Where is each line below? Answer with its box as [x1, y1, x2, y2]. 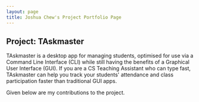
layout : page [6, 8, 39, 15]
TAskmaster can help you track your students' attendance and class [6, 71, 174, 78]
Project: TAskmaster [6, 36, 84, 47]
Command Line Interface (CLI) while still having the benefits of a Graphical [6, 58, 190, 66]
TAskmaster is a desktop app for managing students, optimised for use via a [6, 52, 194, 60]
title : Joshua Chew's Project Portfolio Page [6, 14, 121, 20]
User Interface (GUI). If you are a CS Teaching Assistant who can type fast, [6, 65, 191, 72]
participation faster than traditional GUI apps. [6, 78, 118, 85]
